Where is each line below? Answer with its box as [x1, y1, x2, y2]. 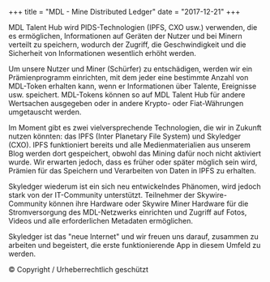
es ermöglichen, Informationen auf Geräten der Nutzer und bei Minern [8, 32, 243, 41]
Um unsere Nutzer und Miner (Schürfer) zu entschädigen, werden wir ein [8, 64, 253, 74]
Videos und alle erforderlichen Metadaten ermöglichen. [8, 216, 193, 225]
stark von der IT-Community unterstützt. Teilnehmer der [8, 190, 195, 199]
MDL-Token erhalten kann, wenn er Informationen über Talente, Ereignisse [8, 81, 257, 91]
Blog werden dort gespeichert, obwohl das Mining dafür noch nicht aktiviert [8, 149, 262, 158]
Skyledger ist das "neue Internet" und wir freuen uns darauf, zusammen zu [8, 232, 259, 241]
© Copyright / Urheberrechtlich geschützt [8, 265, 148, 274]
